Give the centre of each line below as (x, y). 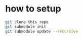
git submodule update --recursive (42, 31)
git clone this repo (27, 22)
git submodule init (26, 26)
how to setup (33, 9)
